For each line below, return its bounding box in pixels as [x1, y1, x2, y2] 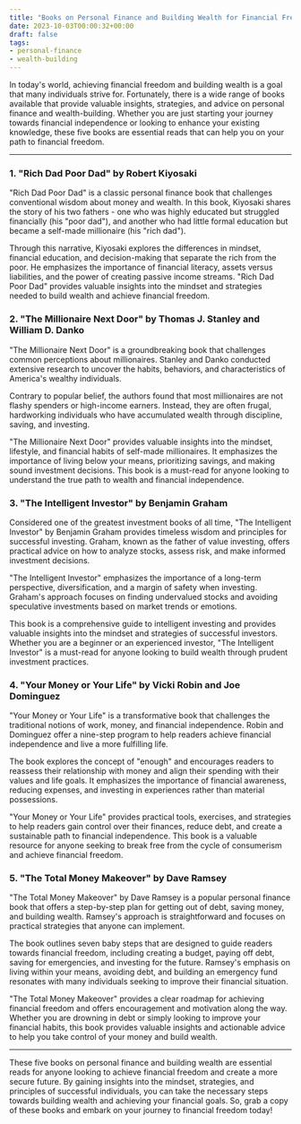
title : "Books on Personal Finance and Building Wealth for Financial [9, 13, 279, 22]
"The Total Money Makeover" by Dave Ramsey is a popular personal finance [9, 892, 291, 903]
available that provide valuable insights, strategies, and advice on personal [9, 99, 285, 108]
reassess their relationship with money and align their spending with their [9, 766, 279, 777]
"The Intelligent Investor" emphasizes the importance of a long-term [9, 572, 262, 583]
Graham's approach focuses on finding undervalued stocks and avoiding [9, 591, 279, 602]
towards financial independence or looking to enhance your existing [9, 117, 260, 128]
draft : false [9, 30, 58, 39]
